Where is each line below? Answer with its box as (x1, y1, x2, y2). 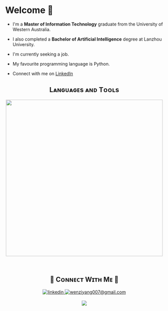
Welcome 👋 (5, 5, 54, 16)
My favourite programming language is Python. (12, 61, 110, 67)
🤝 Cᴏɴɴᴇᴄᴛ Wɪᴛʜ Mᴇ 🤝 (50, 275, 119, 284)
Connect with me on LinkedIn (12, 70, 73, 77)
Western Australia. (12, 26, 51, 32)
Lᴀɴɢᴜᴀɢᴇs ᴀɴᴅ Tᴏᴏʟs (49, 86, 119, 94)
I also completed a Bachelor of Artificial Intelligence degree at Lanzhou (12, 36, 162, 42)
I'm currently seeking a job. (12, 51, 69, 57)
